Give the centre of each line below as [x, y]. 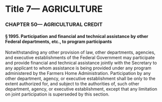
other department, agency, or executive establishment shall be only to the [80, 79]
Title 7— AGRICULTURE [54, 9]
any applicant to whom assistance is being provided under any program [78, 68]
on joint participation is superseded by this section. [57, 94]
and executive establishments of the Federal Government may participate [80, 58]
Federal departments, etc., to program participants [59, 41]
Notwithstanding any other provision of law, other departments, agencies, [80, 52]
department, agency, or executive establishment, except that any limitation [81, 89]
